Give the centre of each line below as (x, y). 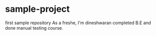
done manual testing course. (34, 28)
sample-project (38, 9)
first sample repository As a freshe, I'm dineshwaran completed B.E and (78, 23)
